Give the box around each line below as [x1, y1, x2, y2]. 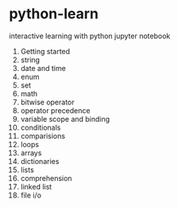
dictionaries [20, 156, 60, 166]
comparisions [20, 131, 66, 140]
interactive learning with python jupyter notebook [9, 31, 171, 41]
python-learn [9, 5, 99, 23]
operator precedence [20, 105, 91, 115]
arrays [20, 148, 42, 158]
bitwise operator [20, 97, 75, 107]
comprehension [20, 173, 72, 183]
